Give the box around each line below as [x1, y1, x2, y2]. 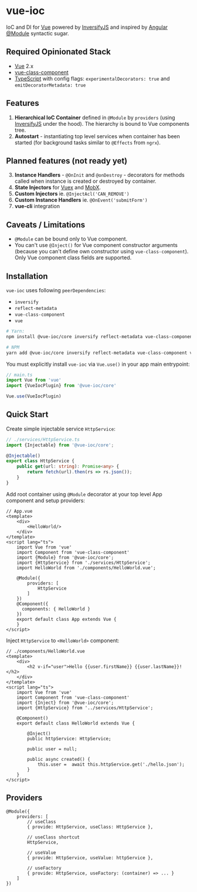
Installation [6, 271, 48, 281]
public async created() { [27, 756, 91, 762]
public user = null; [27, 746, 77, 752]
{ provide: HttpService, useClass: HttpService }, [27, 824, 154, 830]
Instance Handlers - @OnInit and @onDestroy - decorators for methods [14, 172, 185, 179]
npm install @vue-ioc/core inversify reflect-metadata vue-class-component [6, 333, 195, 339]
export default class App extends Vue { [16, 616, 117, 622]
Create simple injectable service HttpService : [6, 425, 116, 432]
